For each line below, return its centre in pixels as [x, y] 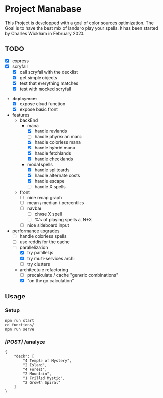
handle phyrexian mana [58, 137]
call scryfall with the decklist [49, 72]
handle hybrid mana [55, 148]
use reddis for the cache [45, 242]
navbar [34, 208]
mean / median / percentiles [56, 203]
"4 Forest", [35, 369]
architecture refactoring [44, 270]
